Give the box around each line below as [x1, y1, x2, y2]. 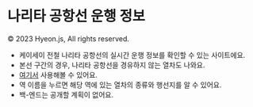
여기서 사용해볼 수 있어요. [18, 70, 98, 79]
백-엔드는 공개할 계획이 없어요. [18, 90, 114, 99]
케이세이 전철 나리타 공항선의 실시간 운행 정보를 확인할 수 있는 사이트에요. [18, 50, 246, 59]
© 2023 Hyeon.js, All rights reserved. [7, 33, 130, 44]
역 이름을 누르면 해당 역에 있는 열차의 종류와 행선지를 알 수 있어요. [18, 80, 222, 90]
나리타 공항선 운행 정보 [7, 7, 146, 25]
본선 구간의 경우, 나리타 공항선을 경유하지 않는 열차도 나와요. [18, 60, 205, 70]
